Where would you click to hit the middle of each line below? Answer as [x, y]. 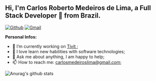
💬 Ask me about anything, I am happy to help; [58, 57]
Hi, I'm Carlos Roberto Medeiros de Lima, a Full [78, 8]
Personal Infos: [21, 37]
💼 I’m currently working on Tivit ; [45, 46]
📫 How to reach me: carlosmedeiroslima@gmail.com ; [67, 62]
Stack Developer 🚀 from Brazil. [53, 16]
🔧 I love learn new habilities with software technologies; [69, 51]
